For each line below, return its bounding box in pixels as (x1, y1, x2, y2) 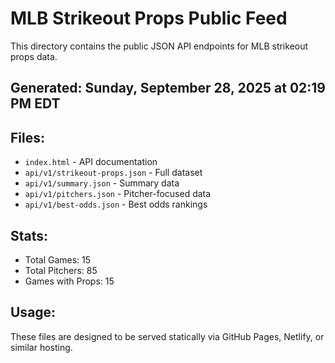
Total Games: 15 (24, 253, 92, 266)
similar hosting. (10, 341, 73, 353)
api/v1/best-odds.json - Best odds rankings (24, 198, 208, 211)
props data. (10, 50, 58, 62)
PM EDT (10, 95, 61, 112)
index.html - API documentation (24, 156, 158, 168)
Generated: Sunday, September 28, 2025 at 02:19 (10, 80, 326, 97)
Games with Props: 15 (24, 275, 115, 287)
